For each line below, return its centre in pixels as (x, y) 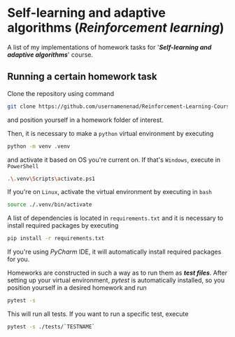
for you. (19, 259)
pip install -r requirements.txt (56, 239)
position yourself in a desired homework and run (77, 288)
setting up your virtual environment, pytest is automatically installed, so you (116, 280)
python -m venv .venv (39, 146)
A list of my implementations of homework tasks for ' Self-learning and (109, 47)
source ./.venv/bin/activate (50, 205)
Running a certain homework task (82, 77)
